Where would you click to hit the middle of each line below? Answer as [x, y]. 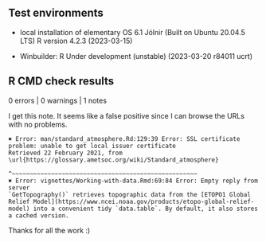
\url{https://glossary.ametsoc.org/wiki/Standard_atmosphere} [113, 160]
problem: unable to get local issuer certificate [92, 146]
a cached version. [39, 215]
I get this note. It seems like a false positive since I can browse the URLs [127, 115]
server [19, 187]
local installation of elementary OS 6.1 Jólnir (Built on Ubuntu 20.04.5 [132, 32]
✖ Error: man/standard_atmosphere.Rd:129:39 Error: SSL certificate [124, 139]
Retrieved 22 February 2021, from [66, 153]
